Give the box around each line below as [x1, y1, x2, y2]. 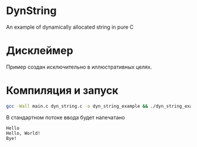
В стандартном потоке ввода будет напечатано [6, 114, 125, 121]
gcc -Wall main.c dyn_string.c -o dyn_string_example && [6, 103, 148, 109]
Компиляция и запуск [6, 84, 118, 97]
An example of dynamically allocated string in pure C [6, 23, 134, 30]
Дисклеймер [6, 44, 73, 57]
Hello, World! [6, 130, 41, 136]
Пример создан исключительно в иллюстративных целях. [6, 63, 152, 70]
